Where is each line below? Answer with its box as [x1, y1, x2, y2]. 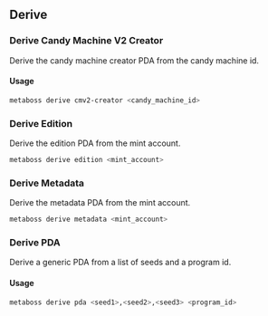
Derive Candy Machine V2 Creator [9, 34, 164, 47]
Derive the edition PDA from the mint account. [9, 138, 181, 148]
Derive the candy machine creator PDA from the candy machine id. [9, 54, 260, 66]
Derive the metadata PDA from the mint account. [9, 197, 191, 208]
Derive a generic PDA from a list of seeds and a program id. [9, 257, 232, 268]
